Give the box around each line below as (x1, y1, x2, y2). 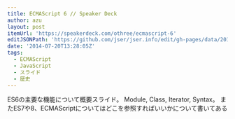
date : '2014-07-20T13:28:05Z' (7, 43, 96, 50)
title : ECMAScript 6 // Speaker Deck (7, 10, 117, 17)
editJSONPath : (7, 36, 49, 43)
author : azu (7, 17, 42, 24)
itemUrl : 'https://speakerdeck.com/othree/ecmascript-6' (7, 29, 177, 37)
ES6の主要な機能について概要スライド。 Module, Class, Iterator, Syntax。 (7, 95, 219, 104)
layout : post (7, 23, 45, 30)
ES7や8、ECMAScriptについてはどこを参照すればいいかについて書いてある (13, 104, 228, 113)
